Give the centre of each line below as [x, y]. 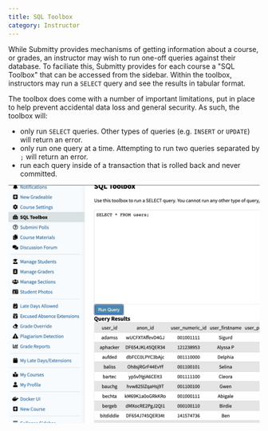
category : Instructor [44, 25]
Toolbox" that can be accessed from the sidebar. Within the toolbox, [120, 74]
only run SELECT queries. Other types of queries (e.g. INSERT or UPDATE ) [135, 131]
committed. [38, 174]
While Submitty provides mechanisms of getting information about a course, [134, 49]
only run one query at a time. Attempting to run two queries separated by [140, 148]
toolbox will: [28, 115]
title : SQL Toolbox [41, 17]
